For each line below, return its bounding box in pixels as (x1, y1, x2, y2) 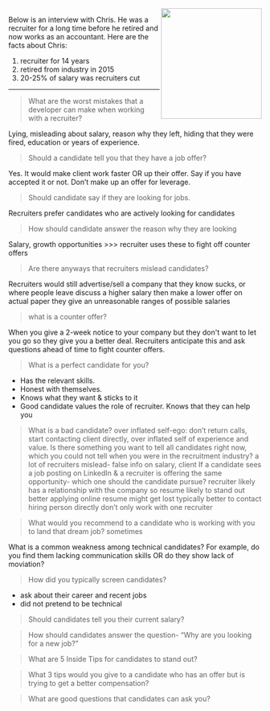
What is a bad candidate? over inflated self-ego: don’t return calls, (27, 425, 247, 435)
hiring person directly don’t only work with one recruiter (27, 503, 213, 512)
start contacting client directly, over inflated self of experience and (27, 434, 249, 443)
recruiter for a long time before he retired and (8, 23, 159, 33)
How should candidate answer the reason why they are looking (27, 224, 237, 233)
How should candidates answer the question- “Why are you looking (27, 631, 252, 639)
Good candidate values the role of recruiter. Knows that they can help (19, 401, 251, 411)
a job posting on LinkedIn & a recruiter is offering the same (27, 468, 223, 478)
